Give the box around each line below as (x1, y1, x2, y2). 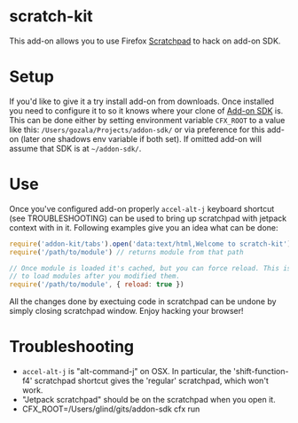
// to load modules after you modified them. (9, 272, 180, 281)
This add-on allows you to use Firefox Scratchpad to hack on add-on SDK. (9, 35, 281, 46)
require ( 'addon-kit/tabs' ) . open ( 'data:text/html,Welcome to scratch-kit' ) (9, 239, 292, 248)
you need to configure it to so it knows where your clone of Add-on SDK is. (9, 105, 284, 116)
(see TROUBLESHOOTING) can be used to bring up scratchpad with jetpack (9, 213, 286, 223)
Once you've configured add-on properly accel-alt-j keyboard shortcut (9, 203, 275, 214)
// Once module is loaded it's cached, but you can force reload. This (9, 263, 279, 272)
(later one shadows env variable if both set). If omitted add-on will (20, 133, 262, 144)
